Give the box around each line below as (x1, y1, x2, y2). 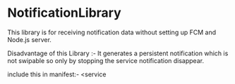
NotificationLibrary (7, 5, 121, 21)
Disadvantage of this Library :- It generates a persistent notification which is (7, 49, 229, 57)
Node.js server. (7, 35, 52, 43)
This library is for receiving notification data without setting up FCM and (7, 28, 217, 36)
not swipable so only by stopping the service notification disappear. (7, 56, 205, 64)
